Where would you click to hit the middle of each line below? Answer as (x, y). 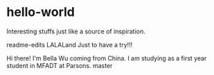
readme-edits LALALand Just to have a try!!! (70, 44)
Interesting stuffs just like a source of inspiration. (76, 31)
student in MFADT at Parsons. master (60, 65)
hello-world (41, 12)
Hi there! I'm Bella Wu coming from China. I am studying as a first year (107, 58)
